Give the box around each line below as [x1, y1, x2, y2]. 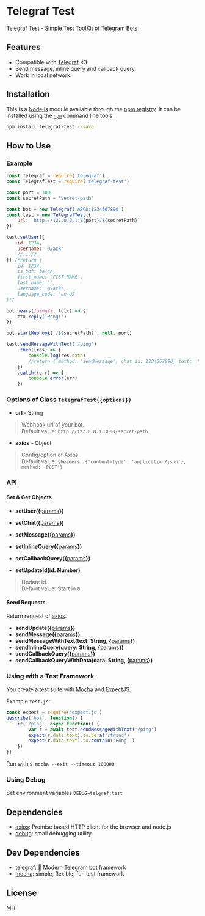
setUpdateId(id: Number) [15, 566, 81, 574]
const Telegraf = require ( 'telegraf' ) [6, 173, 105, 179]
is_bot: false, [17, 268, 56, 274]
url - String [15, 409, 43, 417]
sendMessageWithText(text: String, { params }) [15, 637, 135, 644]
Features [6, 42, 41, 53]
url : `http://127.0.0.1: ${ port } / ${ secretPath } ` [17, 218, 140, 224]
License [6, 888, 37, 898]
